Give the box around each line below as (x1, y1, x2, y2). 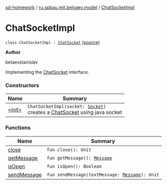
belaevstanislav (5, 59, 38, 65)
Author (5, 49, 21, 55)
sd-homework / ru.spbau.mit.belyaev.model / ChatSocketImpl (5, 5, 135, 10)
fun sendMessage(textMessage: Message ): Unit (46, 172, 159, 177)
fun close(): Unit (46, 147, 91, 153)
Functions (5, 124, 31, 131)
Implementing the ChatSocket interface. (5, 69, 89, 75)
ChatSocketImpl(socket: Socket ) (27, 104, 106, 110)
